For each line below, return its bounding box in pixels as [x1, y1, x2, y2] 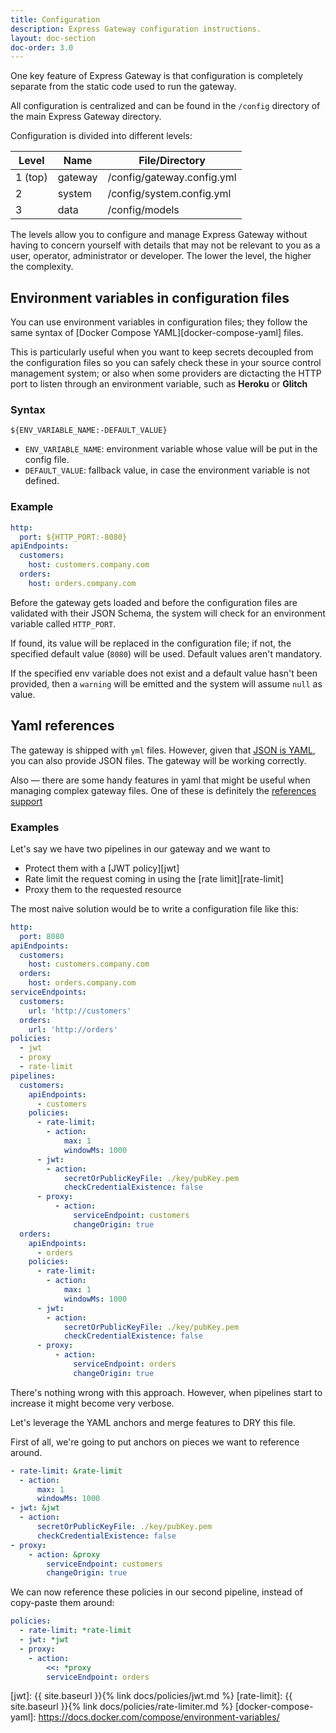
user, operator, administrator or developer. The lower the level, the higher [10, 250, 312, 262]
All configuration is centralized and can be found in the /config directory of [10, 100, 321, 112]
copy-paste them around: [10, 1597, 115, 1609]
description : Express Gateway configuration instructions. [10, 24, 262, 34]
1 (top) [15, 171, 48, 185]
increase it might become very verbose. [10, 1397, 175, 1409]
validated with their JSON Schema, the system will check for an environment [10, 607, 326, 619]
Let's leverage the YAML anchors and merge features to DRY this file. [10, 1416, 296, 1428]
